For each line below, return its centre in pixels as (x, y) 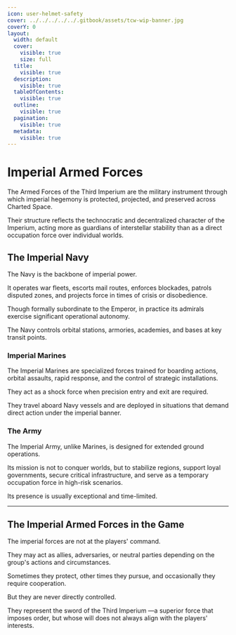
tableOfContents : (39, 92)
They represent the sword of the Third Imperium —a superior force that (110, 610)
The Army (25, 431)
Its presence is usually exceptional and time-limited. (83, 496)
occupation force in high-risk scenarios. (65, 482)
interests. (21, 626)
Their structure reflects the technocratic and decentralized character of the (116, 220)
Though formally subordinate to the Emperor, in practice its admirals (106, 309)
